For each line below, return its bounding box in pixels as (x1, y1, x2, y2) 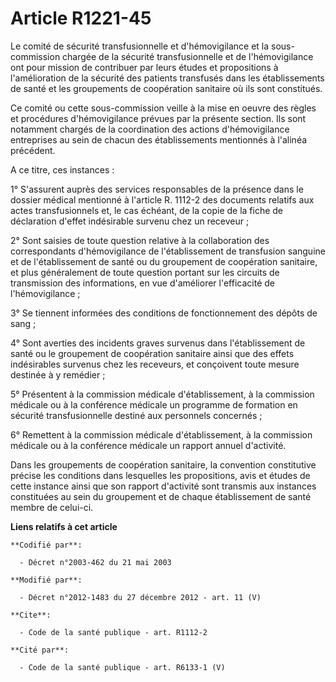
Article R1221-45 (10, 7, 152, 30)
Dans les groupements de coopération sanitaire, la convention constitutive (10, 458, 317, 471)
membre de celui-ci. (10, 501, 94, 513)
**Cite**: (10, 610, 52, 620)
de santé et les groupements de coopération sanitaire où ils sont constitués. (10, 82, 323, 94)
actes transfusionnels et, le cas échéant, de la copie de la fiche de (10, 204, 284, 216)
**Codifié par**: (10, 540, 83, 550)
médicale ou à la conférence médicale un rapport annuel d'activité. (10, 439, 287, 451)
